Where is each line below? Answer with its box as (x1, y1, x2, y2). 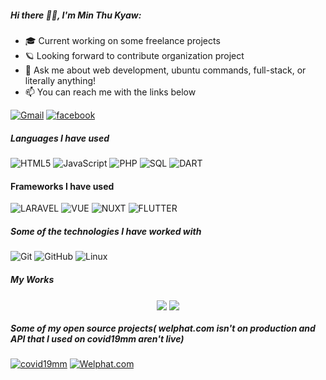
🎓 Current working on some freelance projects (24, 34, 221, 46)
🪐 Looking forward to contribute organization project (24, 49, 245, 61)
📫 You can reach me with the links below (24, 86, 197, 98)
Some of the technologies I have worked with (10, 225, 202, 237)
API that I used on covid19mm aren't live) (10, 332, 185, 345)
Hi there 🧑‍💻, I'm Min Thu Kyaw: (10, 9, 142, 21)
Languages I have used (10, 132, 110, 144)
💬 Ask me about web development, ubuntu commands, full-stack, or (24, 64, 307, 76)
